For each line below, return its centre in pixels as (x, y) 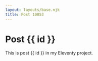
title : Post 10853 (24, 14)
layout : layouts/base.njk (32, 10)
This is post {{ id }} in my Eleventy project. (49, 53)
